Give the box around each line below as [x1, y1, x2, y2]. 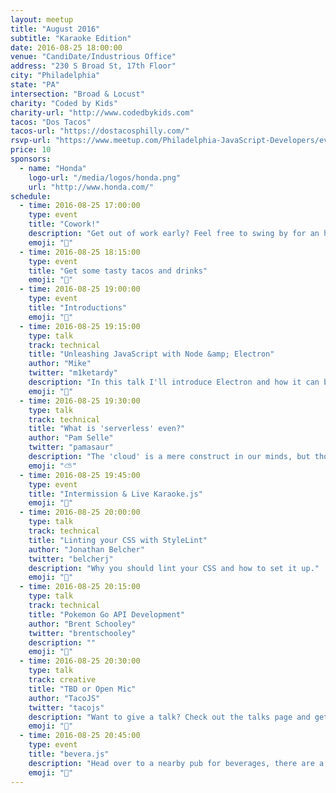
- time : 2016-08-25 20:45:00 [19, 731, 141, 741]
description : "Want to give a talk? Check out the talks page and [28, 712, 311, 722]
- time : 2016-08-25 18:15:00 [19, 247, 141, 257]
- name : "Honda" [19, 163, 87, 173]
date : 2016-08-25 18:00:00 [10, 42, 123, 53]
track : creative [28, 675, 97, 685]
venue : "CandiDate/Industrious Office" [10, 52, 177, 62]
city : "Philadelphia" [10, 71, 101, 81]
